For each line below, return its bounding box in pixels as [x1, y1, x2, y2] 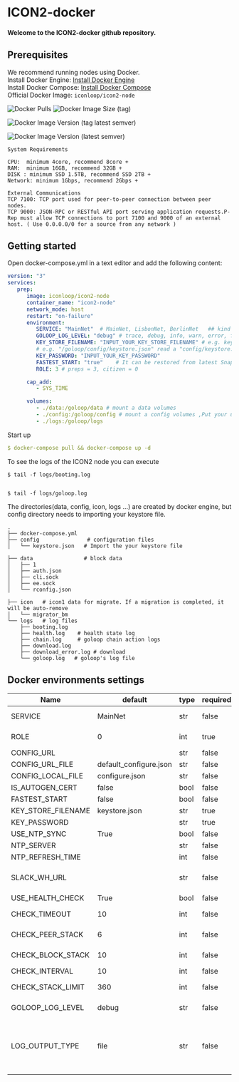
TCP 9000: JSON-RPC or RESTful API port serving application [7, 208, 193, 215]
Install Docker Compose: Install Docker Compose [7, 83, 152, 91]
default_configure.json [97, 760, 173, 770]
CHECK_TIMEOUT [11, 910, 72, 919]
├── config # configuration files [7, 536, 154, 543]
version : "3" [7, 272, 46, 280]
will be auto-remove [7, 604, 69, 612]
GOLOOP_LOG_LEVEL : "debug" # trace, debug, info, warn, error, [36, 332, 228, 339]
